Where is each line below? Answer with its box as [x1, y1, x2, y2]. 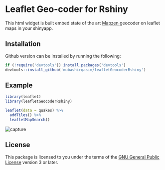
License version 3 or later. [5, 159, 59, 165]
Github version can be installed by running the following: [5, 53, 121, 59]
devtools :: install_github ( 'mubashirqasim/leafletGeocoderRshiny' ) [5, 67, 146, 72]
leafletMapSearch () [9, 117, 50, 122]
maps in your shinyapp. [5, 25, 53, 31]
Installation [5, 40, 41, 48]
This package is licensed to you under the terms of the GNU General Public [5, 154, 160, 160]
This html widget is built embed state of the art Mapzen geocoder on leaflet [5, 20, 161, 26]
